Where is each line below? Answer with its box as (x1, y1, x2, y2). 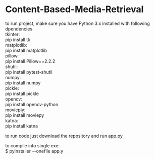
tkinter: (5, 31, 20, 37)
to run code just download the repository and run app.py (5, 133, 123, 139)
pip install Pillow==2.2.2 (5, 58, 56, 64)
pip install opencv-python (5, 101, 59, 107)
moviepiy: (5, 107, 26, 113)
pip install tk (5, 37, 31, 43)
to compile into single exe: (5, 142, 60, 148)
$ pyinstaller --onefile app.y (5, 148, 64, 154)
